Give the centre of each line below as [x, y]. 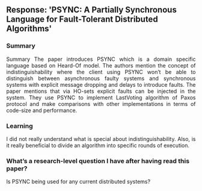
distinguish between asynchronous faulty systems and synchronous [101, 78]
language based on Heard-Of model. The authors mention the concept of [101, 65]
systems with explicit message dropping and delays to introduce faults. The [101, 84]
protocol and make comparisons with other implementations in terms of [101, 104]
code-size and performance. [42, 110]
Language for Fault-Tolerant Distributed [82, 20]
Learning [20, 126]
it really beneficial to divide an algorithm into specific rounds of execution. [98, 145]
